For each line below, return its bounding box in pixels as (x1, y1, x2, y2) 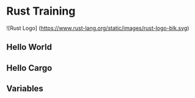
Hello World (6, 42, 52, 52)
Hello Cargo (6, 63, 53, 73)
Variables (6, 83, 44, 94)
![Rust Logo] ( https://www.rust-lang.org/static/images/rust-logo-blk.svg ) (6, 24, 189, 32)
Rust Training (6, 4, 76, 18)
